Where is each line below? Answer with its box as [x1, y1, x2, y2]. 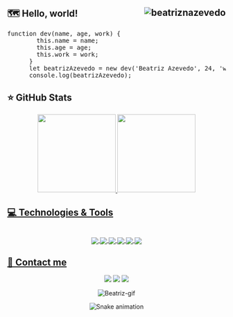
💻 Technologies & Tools [7, 207, 114, 219]
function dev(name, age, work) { [7, 29, 121, 37]
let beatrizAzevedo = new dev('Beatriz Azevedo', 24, [28, 64, 216, 72]
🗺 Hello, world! [7, 8, 78, 19]
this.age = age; [36, 43, 92, 51]
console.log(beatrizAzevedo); [28, 71, 132, 79]
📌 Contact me [7, 257, 67, 268]
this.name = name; [36, 36, 99, 44]
